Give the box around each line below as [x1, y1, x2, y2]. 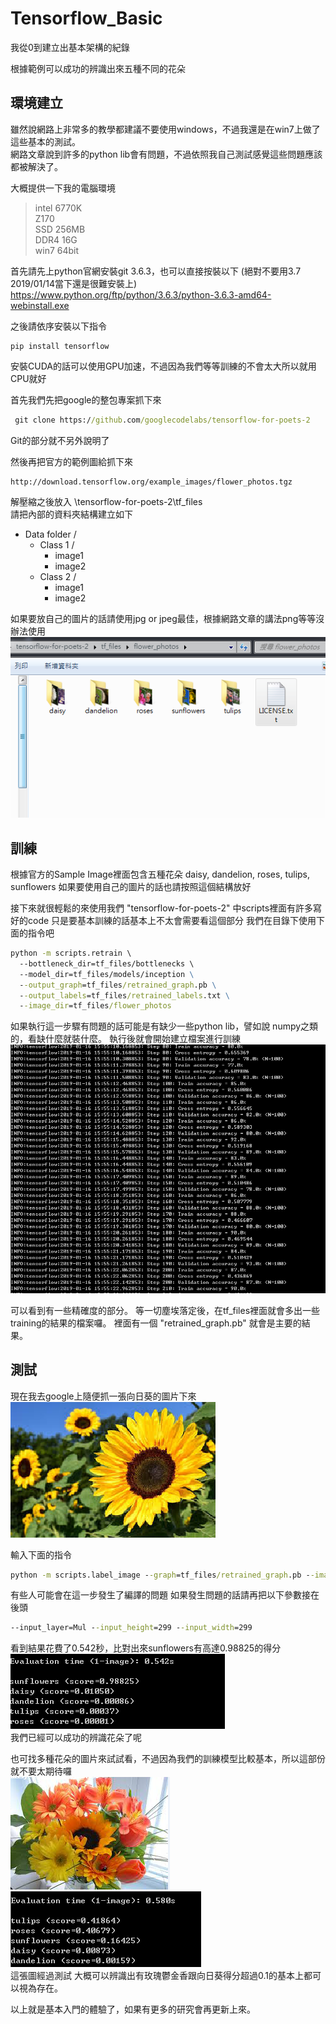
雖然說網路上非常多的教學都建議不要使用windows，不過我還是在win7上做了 [10, 123, 321, 135]
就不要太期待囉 [10, 1765, 72, 1777]
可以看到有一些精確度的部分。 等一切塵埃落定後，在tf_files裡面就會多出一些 [10, 1304, 321, 1316]
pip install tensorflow [10, 341, 110, 351]
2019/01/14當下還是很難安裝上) [10, 277, 138, 289]
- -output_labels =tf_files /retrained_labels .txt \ [19, 990, 230, 1001]
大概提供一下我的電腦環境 [10, 182, 116, 194]
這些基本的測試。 [10, 135, 81, 147]
